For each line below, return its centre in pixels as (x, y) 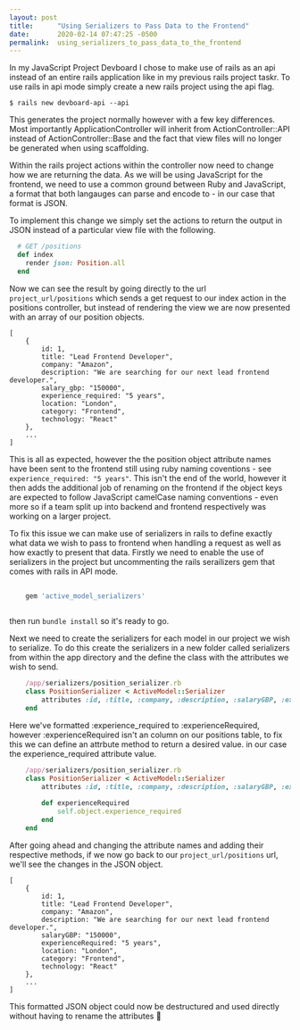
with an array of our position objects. (77, 317)
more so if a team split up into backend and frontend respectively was (137, 506)
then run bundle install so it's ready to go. (89, 621)
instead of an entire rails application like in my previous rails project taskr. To (150, 78)
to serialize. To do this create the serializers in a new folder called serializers (150, 648)
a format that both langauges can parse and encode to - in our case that (142, 194)
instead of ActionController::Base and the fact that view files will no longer (146, 138)
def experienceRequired (85, 803)
